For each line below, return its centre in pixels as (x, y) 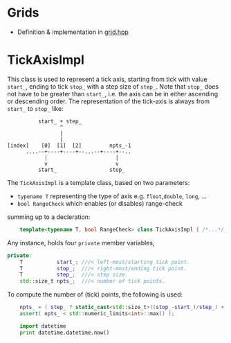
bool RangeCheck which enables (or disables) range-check (100, 203)
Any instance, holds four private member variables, (81, 243)
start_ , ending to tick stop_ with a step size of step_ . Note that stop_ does (113, 86)
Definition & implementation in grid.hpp (73, 32)
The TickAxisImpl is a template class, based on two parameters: (99, 182)
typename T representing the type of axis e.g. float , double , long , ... (112, 196)
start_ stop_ (82, 170)
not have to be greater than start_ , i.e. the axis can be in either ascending (113, 94)
